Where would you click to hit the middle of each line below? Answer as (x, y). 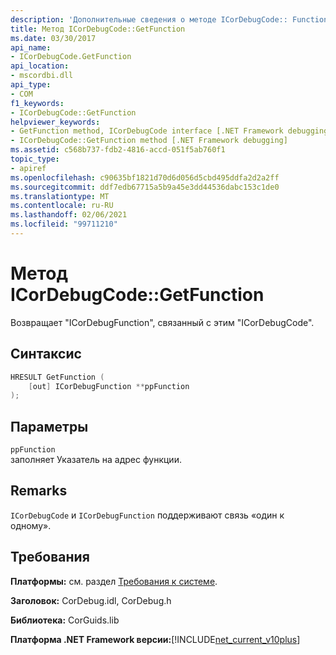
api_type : (31, 85)
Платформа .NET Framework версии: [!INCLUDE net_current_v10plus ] (155, 639)
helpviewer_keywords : (55, 122)
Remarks (39, 491)
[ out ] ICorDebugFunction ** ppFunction (109, 386)
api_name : (31, 47)
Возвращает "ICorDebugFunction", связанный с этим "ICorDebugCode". (162, 322)
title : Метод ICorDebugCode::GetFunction (98, 29)
